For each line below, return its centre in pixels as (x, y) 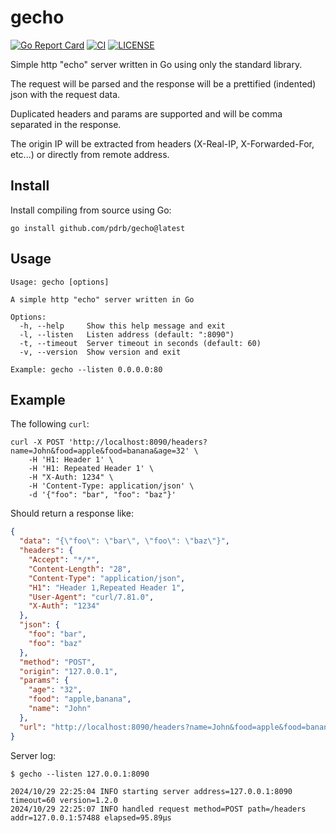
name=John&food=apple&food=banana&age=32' (100, 451)
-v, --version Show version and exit (100, 352)
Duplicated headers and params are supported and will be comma (146, 113)
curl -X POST (37, 442)
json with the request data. (65, 94)
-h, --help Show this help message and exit (122, 326)
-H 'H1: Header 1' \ (71, 460)
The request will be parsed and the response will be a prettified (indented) (163, 83)
